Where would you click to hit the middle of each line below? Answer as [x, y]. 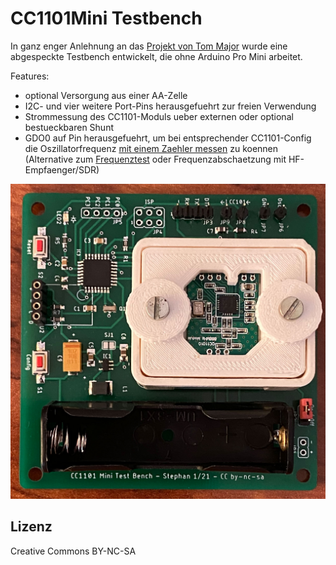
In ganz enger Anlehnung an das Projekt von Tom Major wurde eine [149, 46]
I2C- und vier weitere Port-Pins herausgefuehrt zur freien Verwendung [170, 106]
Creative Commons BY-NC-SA [73, 551]
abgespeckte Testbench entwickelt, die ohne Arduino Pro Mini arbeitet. [156, 56]
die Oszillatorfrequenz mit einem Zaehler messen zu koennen [151, 148]
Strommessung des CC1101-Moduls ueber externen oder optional [159, 116]
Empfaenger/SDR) [62, 169]
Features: [30, 76]
